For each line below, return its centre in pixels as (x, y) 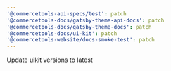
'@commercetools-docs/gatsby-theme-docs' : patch (79, 27)
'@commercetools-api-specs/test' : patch (67, 14)
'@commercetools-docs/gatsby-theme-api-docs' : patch (85, 20)
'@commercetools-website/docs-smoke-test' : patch (81, 40)
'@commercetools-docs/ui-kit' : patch (62, 33)
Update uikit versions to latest (50, 60)
